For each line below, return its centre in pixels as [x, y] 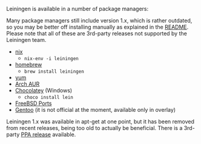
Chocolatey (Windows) [44, 90]
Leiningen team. [26, 40]
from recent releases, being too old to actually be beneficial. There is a [94, 128]
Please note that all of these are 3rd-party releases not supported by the [97, 33]
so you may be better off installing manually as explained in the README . [97, 27]
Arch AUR [27, 84]
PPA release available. [48, 134]
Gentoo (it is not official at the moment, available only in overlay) [95, 110]
